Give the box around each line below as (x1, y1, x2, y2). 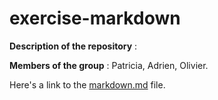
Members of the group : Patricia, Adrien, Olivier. (9, 59, 209, 71)
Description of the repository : (9, 40, 138, 52)
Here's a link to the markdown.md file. (9, 78, 166, 91)
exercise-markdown (9, 7, 181, 30)
